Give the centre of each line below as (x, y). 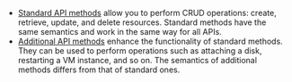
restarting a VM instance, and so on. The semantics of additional (137, 60)
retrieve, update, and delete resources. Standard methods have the (142, 22)
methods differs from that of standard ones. (99, 70)
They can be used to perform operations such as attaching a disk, (140, 51)
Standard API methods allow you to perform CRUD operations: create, (147, 13)
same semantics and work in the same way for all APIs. (119, 32)
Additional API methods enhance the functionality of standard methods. (150, 41)
